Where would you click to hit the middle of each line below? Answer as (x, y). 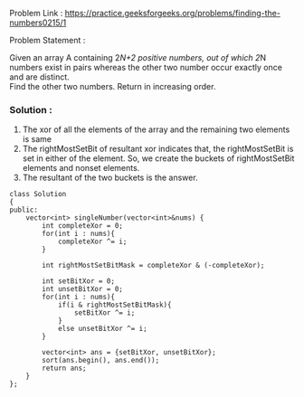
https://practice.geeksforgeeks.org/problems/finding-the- (172, 13)
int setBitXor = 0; (79, 281)
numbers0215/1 (38, 23)
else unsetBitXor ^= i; (102, 329)
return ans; (65, 369)
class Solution (38, 194)
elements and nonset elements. (81, 168)
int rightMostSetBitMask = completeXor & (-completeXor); (153, 266)
